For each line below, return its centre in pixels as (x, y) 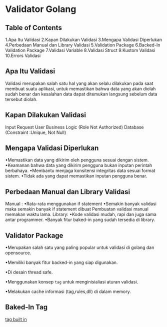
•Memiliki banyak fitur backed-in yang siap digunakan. (61, 262)
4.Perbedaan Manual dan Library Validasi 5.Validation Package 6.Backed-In (83, 45)
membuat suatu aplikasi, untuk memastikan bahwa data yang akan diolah (80, 88)
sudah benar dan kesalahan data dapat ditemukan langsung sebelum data (81, 94)
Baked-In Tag (26, 307)
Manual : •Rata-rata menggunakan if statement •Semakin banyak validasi (81, 204)
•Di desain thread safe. (29, 272)
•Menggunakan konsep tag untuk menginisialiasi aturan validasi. (72, 282)
